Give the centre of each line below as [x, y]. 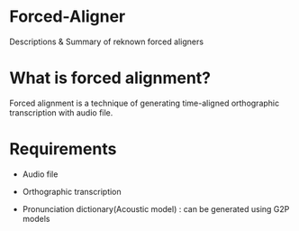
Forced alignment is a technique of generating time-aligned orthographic [145, 103]
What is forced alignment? [110, 78]
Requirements [63, 149]
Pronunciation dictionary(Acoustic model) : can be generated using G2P [156, 208]
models [36, 218]
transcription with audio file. [61, 112]
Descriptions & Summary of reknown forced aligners [107, 42]
